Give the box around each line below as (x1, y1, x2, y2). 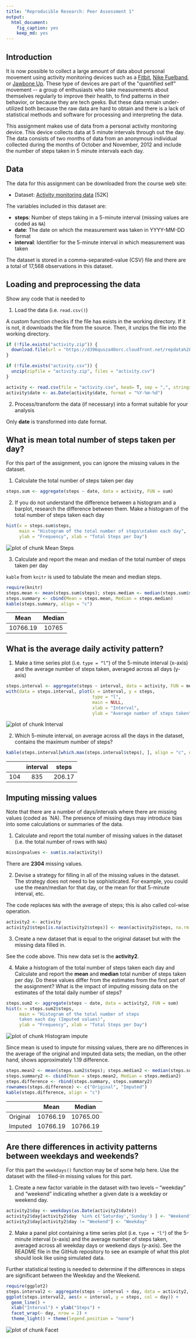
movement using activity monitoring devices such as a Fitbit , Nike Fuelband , (6, 74, 190, 81)
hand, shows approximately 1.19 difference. (6, 1056, 110, 1063)
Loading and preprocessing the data (6, 279, 141, 290)
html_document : (11, 19, 48, 25)
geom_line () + (11, 1299, 45, 1306)
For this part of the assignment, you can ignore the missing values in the (6, 460, 180, 467)
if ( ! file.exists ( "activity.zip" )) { (6, 341, 98, 347)
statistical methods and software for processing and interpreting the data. (6, 111, 183, 118)
